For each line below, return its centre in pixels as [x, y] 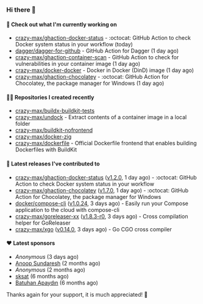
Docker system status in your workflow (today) [74, 45]
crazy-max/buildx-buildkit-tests [55, 111]
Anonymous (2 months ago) [50, 270]
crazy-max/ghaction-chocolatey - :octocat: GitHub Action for [92, 77]
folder [23, 124]
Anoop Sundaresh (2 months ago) [58, 263]
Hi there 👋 [21, 10]
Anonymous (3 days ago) [47, 256]
